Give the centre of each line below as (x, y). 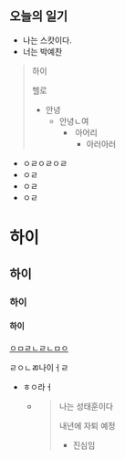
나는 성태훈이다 (86, 406)
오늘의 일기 (39, 16)
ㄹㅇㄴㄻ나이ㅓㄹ (39, 367)
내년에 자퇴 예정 (87, 425)
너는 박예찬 (42, 51)
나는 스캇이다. (47, 40)
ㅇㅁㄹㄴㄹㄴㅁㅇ (39, 348)
